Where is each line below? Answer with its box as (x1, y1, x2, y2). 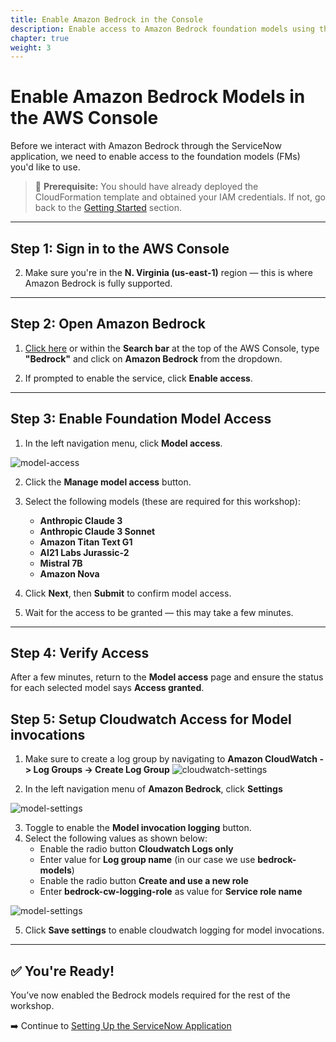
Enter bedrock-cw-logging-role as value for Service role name (39, 886, 303, 898)
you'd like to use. (10, 161, 81, 173)
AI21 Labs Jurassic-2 (39, 546, 130, 558)
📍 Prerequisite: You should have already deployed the (34, 181, 259, 193)
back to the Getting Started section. (34, 202, 183, 214)
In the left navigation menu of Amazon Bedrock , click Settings (24, 783, 283, 795)
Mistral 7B (39, 557, 83, 569)
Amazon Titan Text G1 (39, 536, 133, 548)
